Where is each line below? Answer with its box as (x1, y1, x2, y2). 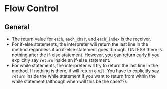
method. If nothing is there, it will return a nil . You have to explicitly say (11, 68, 159, 74)
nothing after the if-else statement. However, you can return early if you (11, 52, 160, 58)
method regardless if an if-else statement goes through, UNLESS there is (11, 47, 162, 52)
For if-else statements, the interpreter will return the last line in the (11, 41, 148, 47)
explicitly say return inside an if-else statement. (11, 57, 111, 63)
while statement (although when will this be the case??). (11, 78, 128, 84)
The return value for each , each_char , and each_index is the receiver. (11, 36, 151, 42)
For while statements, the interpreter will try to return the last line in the (11, 63, 158, 68)
